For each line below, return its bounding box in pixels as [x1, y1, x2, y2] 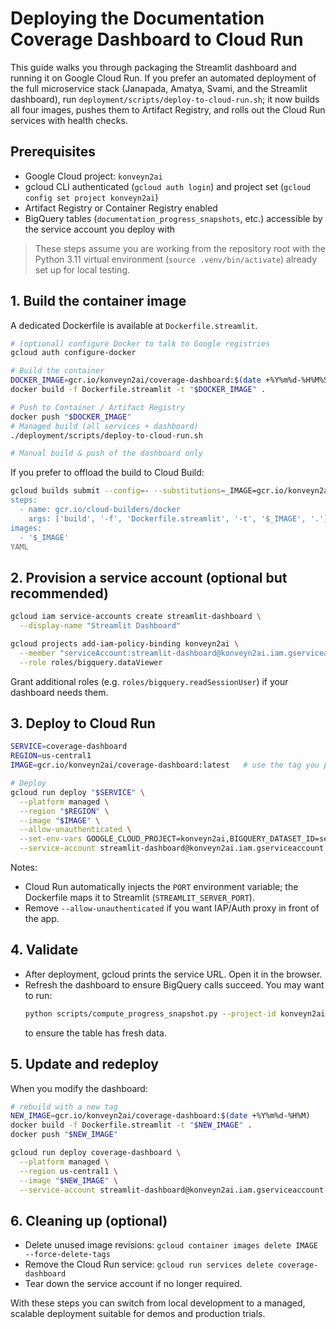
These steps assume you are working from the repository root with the [34, 242, 326, 254]
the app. [24, 913, 60, 925]
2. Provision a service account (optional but [10, 569, 288, 586]
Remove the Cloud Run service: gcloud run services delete [24, 1258, 274, 1271]
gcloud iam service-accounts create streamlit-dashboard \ [10, 612, 262, 622]
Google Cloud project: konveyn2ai [24, 170, 163, 182]
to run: [24, 989, 53, 1001]
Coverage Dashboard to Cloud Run [10, 28, 304, 51]
